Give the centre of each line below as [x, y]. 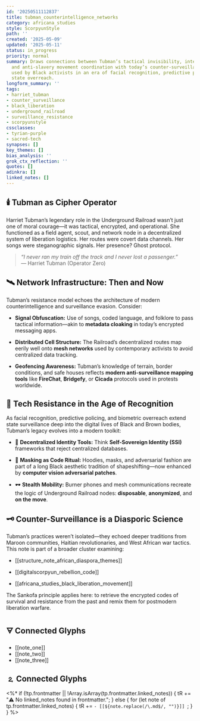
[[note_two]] [30, 654]
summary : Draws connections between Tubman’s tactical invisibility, [94, 61]
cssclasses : [21, 128]
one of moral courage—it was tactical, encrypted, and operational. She [93, 226]
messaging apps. [36, 330]
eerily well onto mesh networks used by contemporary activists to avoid [104, 348]
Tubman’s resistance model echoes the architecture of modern [83, 300]
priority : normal [28, 56]
